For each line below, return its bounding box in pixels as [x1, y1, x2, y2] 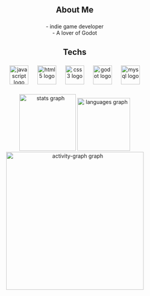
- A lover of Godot [52, 30, 98, 37]
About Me [55, 5, 94, 15]
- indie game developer [45, 23, 104, 30]
